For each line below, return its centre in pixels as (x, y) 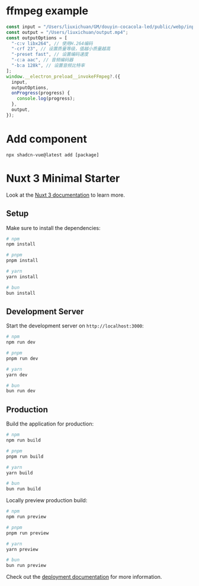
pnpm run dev (22, 358)
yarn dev (17, 375)
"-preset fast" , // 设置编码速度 (50, 55)
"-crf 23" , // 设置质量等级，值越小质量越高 (61, 49)
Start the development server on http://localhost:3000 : (75, 326)
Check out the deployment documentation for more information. (84, 577)
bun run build (24, 489)
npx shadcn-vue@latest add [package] (53, 155)
